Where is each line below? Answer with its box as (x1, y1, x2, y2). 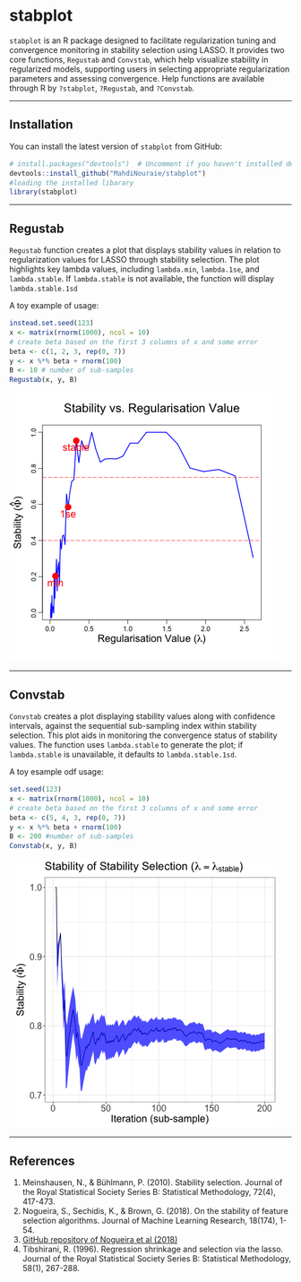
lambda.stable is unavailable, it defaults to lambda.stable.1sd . (9, 749, 237, 759)
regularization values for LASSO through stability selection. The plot (9, 255, 260, 265)
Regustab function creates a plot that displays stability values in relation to (9, 245, 281, 256)
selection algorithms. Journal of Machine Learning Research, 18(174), (21, 1215, 278, 1226)
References (9, 1153, 75, 1168)
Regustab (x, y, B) (9, 376, 78, 385)
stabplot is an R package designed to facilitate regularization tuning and (9, 35, 276, 46)
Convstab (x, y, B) (9, 842, 78, 851)
